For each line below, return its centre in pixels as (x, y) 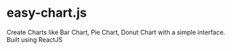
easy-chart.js (47, 13)
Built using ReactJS (35, 39)
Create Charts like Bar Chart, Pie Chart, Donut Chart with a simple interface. (116, 32)
